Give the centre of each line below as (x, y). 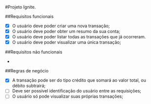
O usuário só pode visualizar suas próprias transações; (67, 96)
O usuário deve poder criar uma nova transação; (61, 26)
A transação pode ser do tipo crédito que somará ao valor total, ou (79, 80)
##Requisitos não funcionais (34, 52)
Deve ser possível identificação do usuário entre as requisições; (77, 91)
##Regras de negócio (27, 71)
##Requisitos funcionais (29, 16)
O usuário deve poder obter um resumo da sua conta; (66, 32)
